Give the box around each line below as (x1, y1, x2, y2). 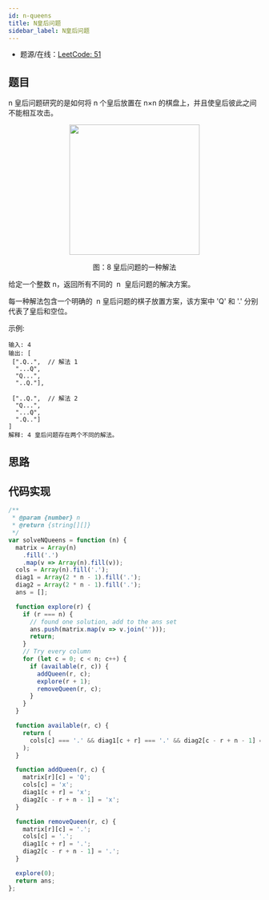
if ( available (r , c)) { (29, 662, 110, 670)
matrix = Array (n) (15, 543, 78, 551)
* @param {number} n (11, 514, 81, 522)
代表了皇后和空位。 (8, 306, 72, 317)
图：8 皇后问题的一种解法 (92, 262, 177, 272)
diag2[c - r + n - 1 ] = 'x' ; (22, 795, 120, 804)
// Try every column (22, 648, 91, 656)
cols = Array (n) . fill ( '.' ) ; (15, 566, 110, 574)
